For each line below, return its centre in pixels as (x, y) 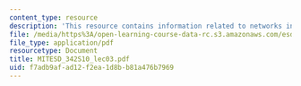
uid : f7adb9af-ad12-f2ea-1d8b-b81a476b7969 (92, 68)
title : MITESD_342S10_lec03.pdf (69, 59)
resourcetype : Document (54, 51)
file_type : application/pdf (62, 43)
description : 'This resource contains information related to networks (146, 26)
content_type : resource (54, 17)
